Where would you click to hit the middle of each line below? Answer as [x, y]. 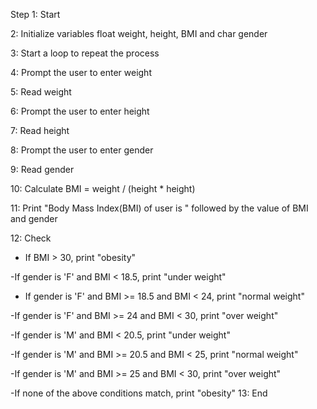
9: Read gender [42, 169]
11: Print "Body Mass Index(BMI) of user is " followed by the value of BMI [159, 208]
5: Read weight [41, 92]
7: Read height [40, 130]
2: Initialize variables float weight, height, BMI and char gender [139, 33]
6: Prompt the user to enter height [80, 111]
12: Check [31, 238]
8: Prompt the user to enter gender [82, 150]
